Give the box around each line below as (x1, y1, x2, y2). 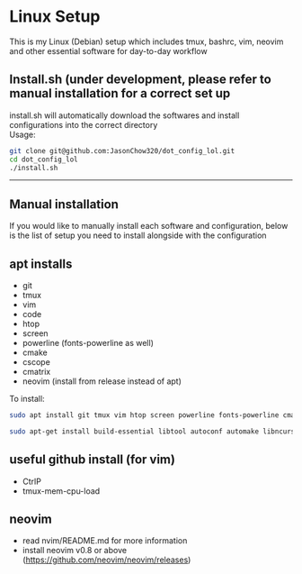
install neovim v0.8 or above (22, 545, 128, 556)
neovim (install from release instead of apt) (22, 376, 182, 387)
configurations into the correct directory (9, 119, 158, 130)
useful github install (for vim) (9, 452, 175, 468)
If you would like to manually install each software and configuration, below (9, 221, 289, 232)
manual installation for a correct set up (9, 86, 231, 101)
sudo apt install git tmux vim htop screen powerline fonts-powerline (9, 411, 280, 420)
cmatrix (22, 367, 51, 377)
